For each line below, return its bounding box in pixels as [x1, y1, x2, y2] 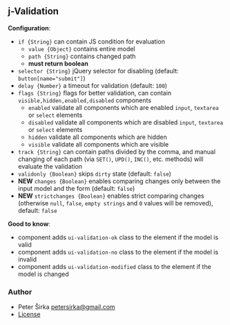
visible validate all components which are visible [28, 140, 169, 148]
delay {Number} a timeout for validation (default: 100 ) [17, 81, 168, 89]
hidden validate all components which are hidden [28, 133, 168, 141]
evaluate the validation [17, 162, 82, 170]
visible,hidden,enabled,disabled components [17, 96, 151, 104]
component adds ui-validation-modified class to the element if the [17, 262, 211, 270]
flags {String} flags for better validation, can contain [17, 89, 172, 97]
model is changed [17, 270, 69, 278]
